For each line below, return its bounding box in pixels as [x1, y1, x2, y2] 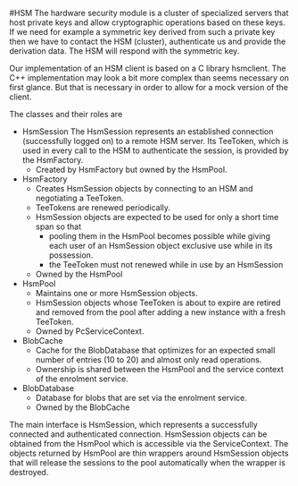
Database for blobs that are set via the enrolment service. [35, 393, 248, 403]
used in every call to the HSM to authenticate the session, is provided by [21, 145, 289, 156]
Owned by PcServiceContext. [35, 326, 145, 337]
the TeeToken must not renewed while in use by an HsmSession [48, 260, 284, 269]
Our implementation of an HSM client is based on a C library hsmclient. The [9, 63, 286, 73]
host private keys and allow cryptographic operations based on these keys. [9, 17, 286, 28]
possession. [48, 250, 94, 260]
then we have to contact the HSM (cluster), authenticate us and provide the [9, 36, 286, 47]
